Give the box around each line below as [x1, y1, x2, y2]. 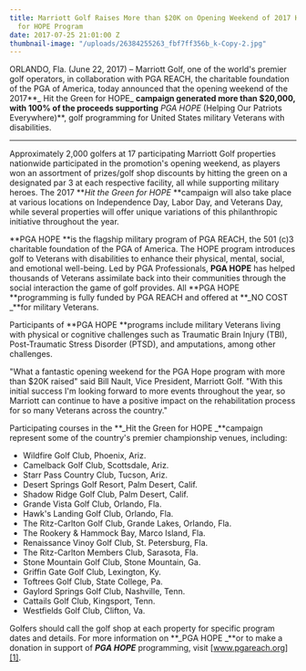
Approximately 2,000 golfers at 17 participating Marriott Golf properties [9, 148, 276, 160]
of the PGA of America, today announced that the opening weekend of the [9, 83, 289, 94]
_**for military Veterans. [9, 302, 99, 313]
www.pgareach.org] [212, 643, 289, 654]
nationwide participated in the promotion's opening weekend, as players [9, 158, 280, 169]
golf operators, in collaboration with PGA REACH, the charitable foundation [9, 74, 290, 85]
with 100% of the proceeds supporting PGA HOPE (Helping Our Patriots [9, 102, 282, 114]
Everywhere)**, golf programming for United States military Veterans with [9, 112, 285, 123]
